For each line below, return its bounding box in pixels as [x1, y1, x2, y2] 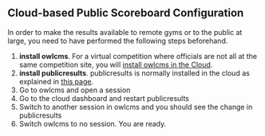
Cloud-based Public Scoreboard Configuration [7, 6, 244, 20]
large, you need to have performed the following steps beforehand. [7, 36, 228, 45]
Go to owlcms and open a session [18, 85, 131, 95]
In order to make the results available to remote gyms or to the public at [7, 27, 243, 37]
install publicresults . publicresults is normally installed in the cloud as [18, 68, 251, 78]
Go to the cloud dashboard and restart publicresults [18, 93, 189, 103]
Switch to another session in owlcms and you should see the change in [18, 102, 253, 111]
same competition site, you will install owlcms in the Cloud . [18, 60, 213, 69]
